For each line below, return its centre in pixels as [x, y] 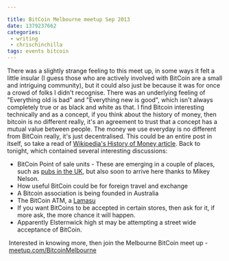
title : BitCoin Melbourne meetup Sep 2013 [69, 19]
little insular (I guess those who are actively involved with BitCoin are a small [115, 78]
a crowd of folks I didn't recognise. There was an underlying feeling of [106, 92]
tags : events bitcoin [38, 51]
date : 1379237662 [32, 26]
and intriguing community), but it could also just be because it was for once [114, 85]
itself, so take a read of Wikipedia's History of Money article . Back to [104, 144]
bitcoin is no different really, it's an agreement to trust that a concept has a [112, 122]
